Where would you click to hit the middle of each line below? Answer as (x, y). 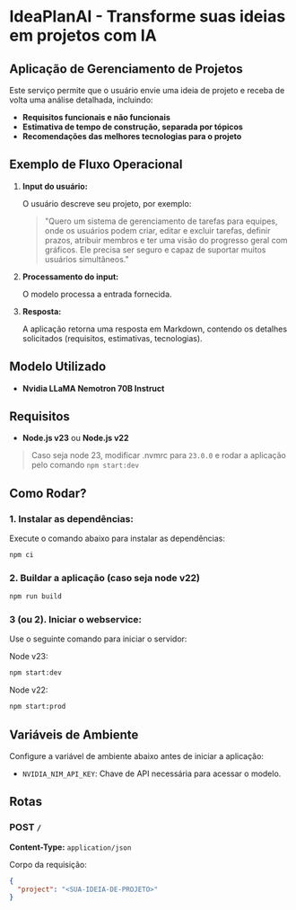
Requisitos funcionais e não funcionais (96, 117)
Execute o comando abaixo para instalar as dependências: (118, 539)
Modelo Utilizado (58, 367)
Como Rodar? (48, 493)
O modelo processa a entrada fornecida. (97, 294)
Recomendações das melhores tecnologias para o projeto (132, 136)
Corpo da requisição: (48, 864)
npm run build (36, 596)
